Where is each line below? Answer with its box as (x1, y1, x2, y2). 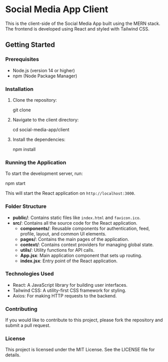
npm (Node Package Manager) (12, 73, 78, 79)
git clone (12, 107, 31, 113)
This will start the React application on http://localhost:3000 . (5, 190, 136, 196)
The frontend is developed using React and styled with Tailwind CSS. (5, 25, 150, 32)
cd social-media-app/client (12, 126, 70, 133)
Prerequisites (5, 56, 39, 63)
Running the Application (5, 159, 66, 166)
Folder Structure (5, 203, 47, 210)
